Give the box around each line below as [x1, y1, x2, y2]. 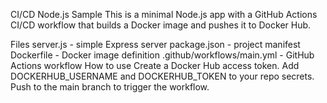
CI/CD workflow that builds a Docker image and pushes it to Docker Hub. [10, 19, 312, 31]
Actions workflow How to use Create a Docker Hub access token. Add [10, 60, 300, 71]
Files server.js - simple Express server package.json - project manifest [10, 39, 301, 50]
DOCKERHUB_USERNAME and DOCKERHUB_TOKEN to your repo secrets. [10, 70, 315, 82]
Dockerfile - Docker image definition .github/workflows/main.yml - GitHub [10, 49, 315, 61]
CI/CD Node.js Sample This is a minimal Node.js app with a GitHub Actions [10, 9, 318, 20]
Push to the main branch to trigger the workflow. [10, 81, 210, 93]
